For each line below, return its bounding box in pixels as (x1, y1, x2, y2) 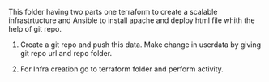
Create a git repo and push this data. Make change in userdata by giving (19, 40, 262, 50)
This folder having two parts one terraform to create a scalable (8, 7, 218, 16)
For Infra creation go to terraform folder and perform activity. (19, 64, 224, 74)
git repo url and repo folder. (19, 49, 112, 58)
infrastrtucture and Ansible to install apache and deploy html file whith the (8, 15, 255, 25)
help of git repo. (8, 24, 62, 33)
